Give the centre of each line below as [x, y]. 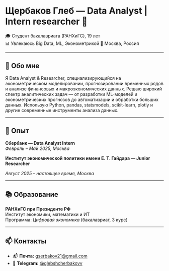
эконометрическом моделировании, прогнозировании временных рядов [84, 83]
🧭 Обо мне [22, 66]
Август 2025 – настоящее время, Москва [50, 173]
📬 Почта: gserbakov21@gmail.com [50, 256]
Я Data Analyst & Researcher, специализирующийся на [63, 78]
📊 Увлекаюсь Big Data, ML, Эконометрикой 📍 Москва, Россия [72, 43]
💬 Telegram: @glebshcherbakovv [48, 263]
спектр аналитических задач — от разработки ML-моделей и [71, 94]
